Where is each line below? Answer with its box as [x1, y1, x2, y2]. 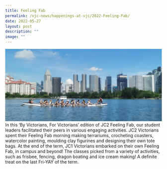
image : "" [5, 34, 26, 39]
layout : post [5, 24, 32, 29]
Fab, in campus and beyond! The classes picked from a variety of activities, [5, 148, 160, 154]
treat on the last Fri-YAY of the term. [5, 159, 79, 165]
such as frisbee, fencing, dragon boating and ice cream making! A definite [5, 154, 158, 160]
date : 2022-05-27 [5, 18, 41, 23]
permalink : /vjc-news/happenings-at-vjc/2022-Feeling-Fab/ [5, 13, 130, 18]
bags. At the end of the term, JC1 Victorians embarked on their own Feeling [5, 143, 160, 149]
